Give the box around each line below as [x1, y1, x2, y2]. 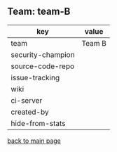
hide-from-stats [11, 118, 66, 128]
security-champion [11, 49, 75, 59]
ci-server [11, 95, 43, 105]
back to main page [7, 137, 62, 145]
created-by [11, 107, 49, 117]
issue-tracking [11, 72, 60, 82]
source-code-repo [11, 61, 75, 71]
